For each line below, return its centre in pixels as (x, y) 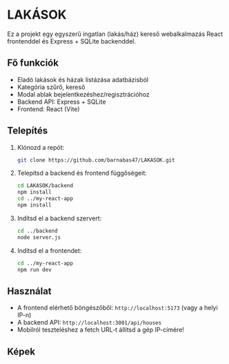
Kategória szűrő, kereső (51, 87)
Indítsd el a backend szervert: (59, 218)
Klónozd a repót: (41, 147)
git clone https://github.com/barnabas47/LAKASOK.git (96, 160)
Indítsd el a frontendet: (49, 250)
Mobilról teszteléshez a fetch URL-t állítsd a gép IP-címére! (101, 330)
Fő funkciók (33, 63)
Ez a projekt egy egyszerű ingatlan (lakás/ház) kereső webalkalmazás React (115, 34)
